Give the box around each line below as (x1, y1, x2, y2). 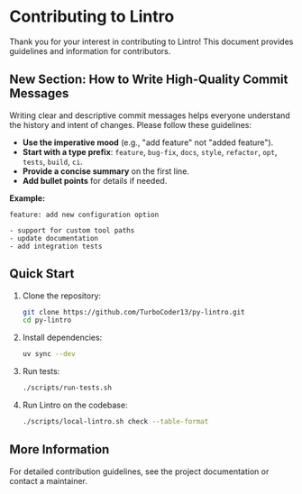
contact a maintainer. (9, 475, 88, 486)
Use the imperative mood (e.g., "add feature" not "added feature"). (22, 137, 274, 148)
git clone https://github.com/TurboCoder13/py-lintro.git (22, 307, 245, 316)
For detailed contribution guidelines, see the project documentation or (9, 466, 270, 477)
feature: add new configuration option (9, 210, 160, 219)
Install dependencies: (22, 332, 103, 343)
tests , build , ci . (22, 156, 83, 167)
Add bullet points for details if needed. (22, 175, 168, 186)
